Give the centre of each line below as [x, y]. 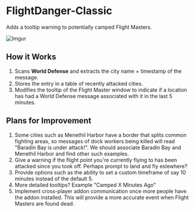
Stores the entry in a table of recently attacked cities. [79, 83]
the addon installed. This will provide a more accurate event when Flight [102, 197]
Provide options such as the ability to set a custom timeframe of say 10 [100, 172]
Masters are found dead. [44, 203]
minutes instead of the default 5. [54, 179]
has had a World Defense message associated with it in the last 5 [93, 96]
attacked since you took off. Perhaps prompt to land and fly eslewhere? [101, 166]
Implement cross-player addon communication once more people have [100, 191]
